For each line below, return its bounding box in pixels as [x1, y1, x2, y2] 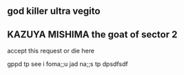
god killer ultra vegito [7, 5, 101, 17]
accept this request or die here [7, 47, 95, 55]
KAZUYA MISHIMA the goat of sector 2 [7, 29, 178, 40]
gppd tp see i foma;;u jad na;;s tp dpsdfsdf [7, 60, 129, 68]
